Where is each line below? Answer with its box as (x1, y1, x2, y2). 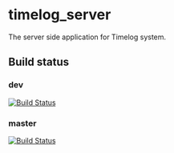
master (8, 118, 37, 129)
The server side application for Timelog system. (8, 32, 167, 42)
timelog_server (8, 6, 111, 24)
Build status (8, 55, 70, 69)
